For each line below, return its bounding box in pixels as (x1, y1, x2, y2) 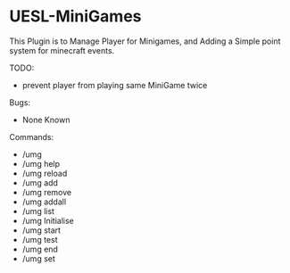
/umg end (21, 244, 58, 254)
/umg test (21, 234, 58, 244)
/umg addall (21, 196, 67, 207)
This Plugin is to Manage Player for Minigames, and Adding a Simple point (9, 36, 281, 46)
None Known (21, 114, 70, 125)
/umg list (21, 205, 55, 216)
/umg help (21, 158, 61, 169)
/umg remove (21, 186, 72, 197)
